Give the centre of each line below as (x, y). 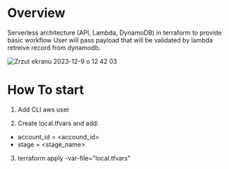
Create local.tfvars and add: (58, 123)
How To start (46, 90)
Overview (36, 13)
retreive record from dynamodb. (54, 47)
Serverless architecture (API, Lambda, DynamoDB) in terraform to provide (115, 33)
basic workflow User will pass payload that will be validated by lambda (110, 40)
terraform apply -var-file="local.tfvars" (74, 158)
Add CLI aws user (43, 109)
